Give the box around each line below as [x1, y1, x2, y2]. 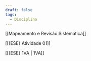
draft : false [5, 7, 33, 13]
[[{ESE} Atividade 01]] [5, 40, 51, 46]
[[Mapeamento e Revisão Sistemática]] [5, 31, 86, 37]
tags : [5, 12, 17, 17]
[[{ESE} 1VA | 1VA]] [5, 50, 44, 56]
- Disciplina [10, 17, 37, 22]
